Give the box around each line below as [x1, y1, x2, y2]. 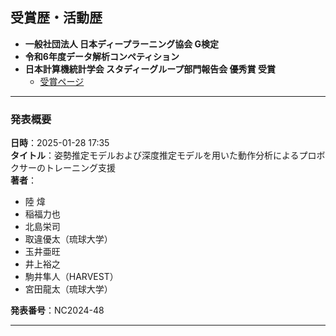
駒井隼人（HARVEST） [24, 271, 119, 283]
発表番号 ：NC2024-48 [10, 304, 105, 317]
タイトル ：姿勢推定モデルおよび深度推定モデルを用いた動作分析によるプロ [10, 149, 317, 162]
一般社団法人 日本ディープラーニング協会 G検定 [24, 38, 220, 50]
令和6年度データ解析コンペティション [24, 50, 180, 62]
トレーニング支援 [44, 162, 116, 174]
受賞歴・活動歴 [10, 9, 103, 27]
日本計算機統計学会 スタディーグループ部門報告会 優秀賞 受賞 [24, 63, 276, 75]
